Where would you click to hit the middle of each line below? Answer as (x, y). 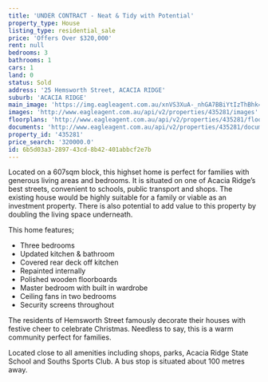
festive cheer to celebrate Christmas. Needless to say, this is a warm (121, 329)
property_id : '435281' (46, 134)
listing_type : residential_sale (62, 30)
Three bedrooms (47, 245)
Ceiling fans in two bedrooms (68, 296)
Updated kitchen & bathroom (67, 254)
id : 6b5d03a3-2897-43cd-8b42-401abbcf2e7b (80, 149)
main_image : (28, 105)
